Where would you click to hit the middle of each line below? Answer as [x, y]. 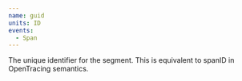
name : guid [26, 15]
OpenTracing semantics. [48, 69]
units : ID [25, 23]
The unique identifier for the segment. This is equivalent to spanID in [121, 60]
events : [21, 30]
